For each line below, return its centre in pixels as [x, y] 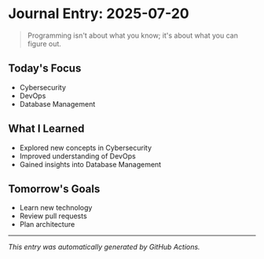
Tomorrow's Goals [54, 189]
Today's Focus [45, 69]
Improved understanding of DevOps [77, 156]
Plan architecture [47, 224]
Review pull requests [53, 216]
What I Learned [46, 129]
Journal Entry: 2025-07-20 [99, 14]
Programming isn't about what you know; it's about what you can [132, 35]
